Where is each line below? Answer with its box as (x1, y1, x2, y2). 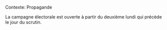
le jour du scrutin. (5, 19, 42, 25)
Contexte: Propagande (5, 4, 52, 10)
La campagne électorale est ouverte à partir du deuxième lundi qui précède (5, 14, 162, 19)
